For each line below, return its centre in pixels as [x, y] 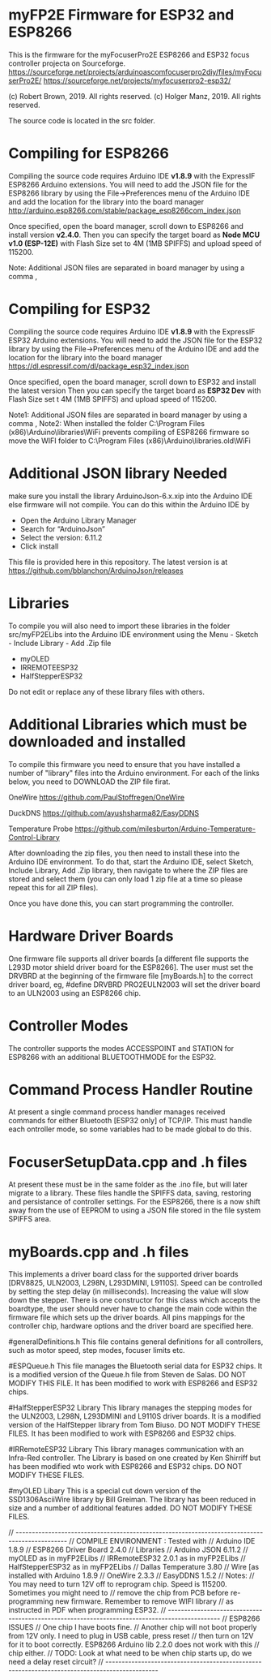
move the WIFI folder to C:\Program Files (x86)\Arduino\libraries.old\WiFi [129, 441]
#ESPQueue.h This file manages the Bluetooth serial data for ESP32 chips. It [135, 1366]
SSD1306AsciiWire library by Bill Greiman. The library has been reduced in [132, 1500]
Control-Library [34, 837]
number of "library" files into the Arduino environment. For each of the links [134, 773]
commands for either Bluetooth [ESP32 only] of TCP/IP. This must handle [130, 1121]
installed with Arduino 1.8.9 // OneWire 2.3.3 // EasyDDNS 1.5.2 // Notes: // [131, 1575]
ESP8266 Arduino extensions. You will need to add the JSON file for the [128, 184]
